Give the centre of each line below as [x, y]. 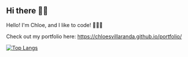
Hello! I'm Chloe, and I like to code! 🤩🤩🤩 [55, 25]
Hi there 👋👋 [27, 11]
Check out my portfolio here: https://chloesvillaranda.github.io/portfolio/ [94, 36]
